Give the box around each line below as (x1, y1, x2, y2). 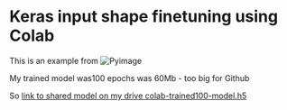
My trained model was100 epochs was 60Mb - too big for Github (9, 72, 250, 83)
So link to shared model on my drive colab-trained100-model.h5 (9, 90, 247, 101)
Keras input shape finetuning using (9, 6, 278, 27)
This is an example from (9, 55, 99, 66)
